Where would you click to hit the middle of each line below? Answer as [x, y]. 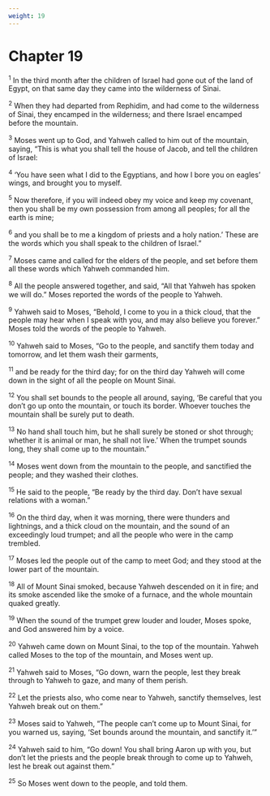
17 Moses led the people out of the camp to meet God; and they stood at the [135, 560]
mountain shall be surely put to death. [72, 414]
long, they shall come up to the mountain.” [79, 449]
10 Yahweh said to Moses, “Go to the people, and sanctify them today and [131, 345]
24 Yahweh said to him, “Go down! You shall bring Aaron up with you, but [130, 748]
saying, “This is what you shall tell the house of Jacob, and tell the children [133, 149]
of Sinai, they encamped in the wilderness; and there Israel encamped [125, 114]
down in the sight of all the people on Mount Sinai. [92, 380]
